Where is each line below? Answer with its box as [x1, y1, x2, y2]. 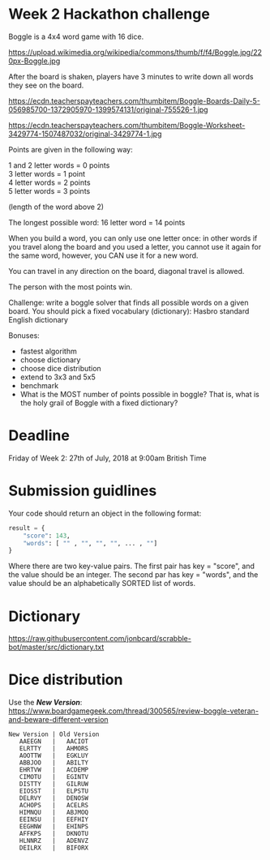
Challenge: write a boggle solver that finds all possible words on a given [8, 297, 249, 307]
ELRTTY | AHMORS [19, 745, 89, 753]
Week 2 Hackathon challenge [8, 5, 211, 24]
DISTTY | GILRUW [19, 780, 89, 789]
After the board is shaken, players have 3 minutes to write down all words [8, 71, 254, 81]
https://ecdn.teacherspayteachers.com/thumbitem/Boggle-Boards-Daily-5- [8, 96, 261, 105]
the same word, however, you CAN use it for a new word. [8, 250, 199, 260]
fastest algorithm [19, 346, 77, 356]
